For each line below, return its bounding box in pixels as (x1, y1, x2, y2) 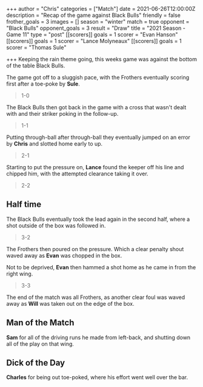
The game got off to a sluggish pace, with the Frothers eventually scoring (6, 74, 190, 81)
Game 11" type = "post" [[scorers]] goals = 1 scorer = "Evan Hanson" (6, 31, 178, 38)
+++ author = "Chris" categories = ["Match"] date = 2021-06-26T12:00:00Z (6, 5, 196, 12)
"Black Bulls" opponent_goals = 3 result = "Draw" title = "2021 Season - (6, 24, 186, 32)
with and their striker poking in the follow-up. (6, 110, 119, 117)
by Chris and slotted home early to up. (6, 140, 103, 147)
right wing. (6, 270, 33, 277)
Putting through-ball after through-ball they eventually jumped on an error (6, 133, 191, 141)
